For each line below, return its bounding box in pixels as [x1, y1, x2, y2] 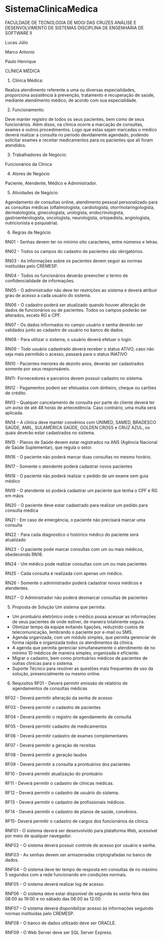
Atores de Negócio [12, 170, 50, 177]
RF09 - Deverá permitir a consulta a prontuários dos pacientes [5, 761, 130, 767]
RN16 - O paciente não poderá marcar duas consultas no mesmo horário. [5, 454, 152, 459]
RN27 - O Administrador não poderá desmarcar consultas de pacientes [5, 595, 148, 600]
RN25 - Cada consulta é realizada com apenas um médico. [5, 570, 123, 576]
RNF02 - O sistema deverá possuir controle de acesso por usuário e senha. [5, 842, 157, 848]
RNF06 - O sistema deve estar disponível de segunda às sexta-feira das [5, 891, 149, 896]
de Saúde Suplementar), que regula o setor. [5, 444, 92, 450]
